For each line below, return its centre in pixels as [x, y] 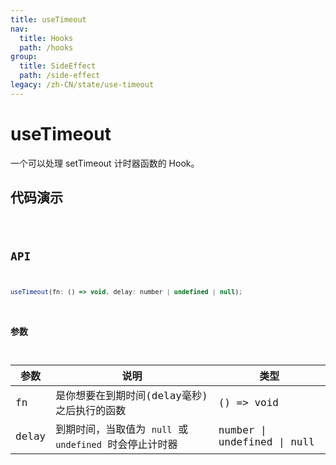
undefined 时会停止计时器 [116, 444]
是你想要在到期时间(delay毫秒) [131, 396]
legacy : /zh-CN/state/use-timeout [82, 85]
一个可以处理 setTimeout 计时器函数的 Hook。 [105, 163]
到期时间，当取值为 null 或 [122, 429]
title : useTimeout [48, 19]
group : [24, 57]
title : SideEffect [58, 66]
